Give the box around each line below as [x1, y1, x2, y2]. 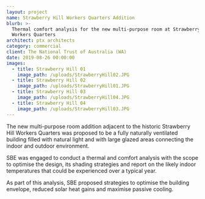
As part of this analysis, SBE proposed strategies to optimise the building [6, 179, 190, 186]
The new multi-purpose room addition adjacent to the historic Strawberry [6, 122, 191, 130]
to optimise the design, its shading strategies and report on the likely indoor [6, 160, 196, 168]
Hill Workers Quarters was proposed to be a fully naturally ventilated [6, 129, 178, 137]
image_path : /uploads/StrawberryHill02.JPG [17, 72, 130, 78]
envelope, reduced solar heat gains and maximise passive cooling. [6, 185, 174, 193]
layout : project [6, 9, 48, 15]
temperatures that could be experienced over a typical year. [6, 167, 157, 175]
